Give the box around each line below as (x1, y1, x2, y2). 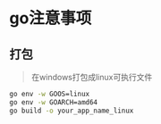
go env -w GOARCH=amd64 (9, 97, 98, 107)
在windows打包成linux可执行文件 (30, 72, 153, 82)
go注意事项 (9, 8, 92, 29)
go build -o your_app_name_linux (9, 106, 134, 115)
